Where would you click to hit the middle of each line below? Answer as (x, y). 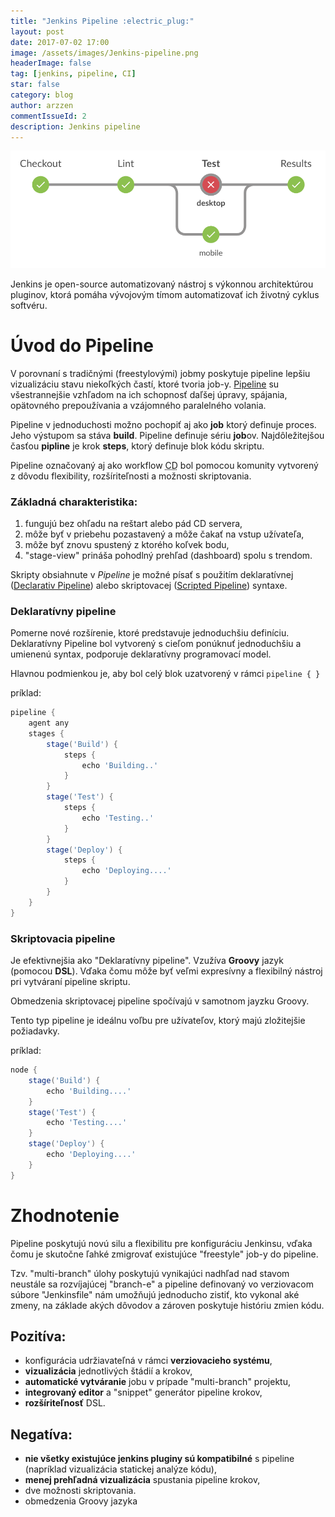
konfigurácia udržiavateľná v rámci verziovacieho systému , (148, 1361)
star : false (35, 85)
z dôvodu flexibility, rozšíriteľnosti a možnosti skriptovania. (131, 476)
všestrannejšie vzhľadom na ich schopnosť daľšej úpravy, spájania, (149, 394)
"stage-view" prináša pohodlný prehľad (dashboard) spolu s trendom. (168, 555)
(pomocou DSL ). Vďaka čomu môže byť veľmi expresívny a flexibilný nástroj (166, 971)
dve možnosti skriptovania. (80, 1491)
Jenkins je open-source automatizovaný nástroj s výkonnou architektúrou (162, 284)
